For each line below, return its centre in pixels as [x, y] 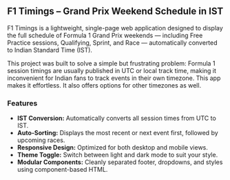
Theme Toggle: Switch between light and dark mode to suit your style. [117, 155]
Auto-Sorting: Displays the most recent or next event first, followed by [117, 133]
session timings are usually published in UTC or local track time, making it [112, 70]
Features [22, 103]
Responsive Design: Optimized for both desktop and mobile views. [113, 148]
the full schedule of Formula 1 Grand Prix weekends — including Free [105, 35]
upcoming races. [41, 140]
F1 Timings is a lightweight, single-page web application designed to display [115, 28]
